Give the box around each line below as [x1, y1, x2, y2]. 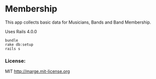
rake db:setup [5, 42, 34, 47]
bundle [5, 38, 18, 43]
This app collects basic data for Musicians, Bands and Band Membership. [5, 19, 151, 25]
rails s [5, 46, 21, 51]
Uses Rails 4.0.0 [5, 28, 37, 34]
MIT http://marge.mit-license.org [5, 68, 70, 74]
